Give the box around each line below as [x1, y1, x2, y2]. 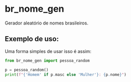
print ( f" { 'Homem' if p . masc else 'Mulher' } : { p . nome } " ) [5, 72, 126, 77]
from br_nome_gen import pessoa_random [5, 58, 90, 63]
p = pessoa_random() [5, 67, 49, 72]
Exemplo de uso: [5, 35, 59, 43]
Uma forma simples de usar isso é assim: [5, 48, 92, 54]
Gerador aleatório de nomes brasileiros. [5, 20, 89, 26]
